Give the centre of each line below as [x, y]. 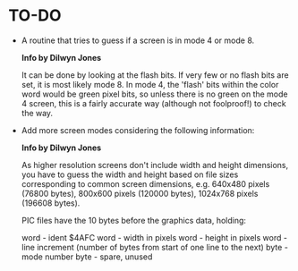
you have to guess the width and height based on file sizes [130, 174]
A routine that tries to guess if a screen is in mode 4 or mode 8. [138, 40]
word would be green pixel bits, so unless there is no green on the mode [154, 94]
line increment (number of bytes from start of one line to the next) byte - [154, 247]
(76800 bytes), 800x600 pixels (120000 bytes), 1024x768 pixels [140, 193]
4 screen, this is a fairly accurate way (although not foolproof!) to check [154, 103]
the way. [37, 113]
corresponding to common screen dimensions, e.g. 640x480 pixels [145, 183]
